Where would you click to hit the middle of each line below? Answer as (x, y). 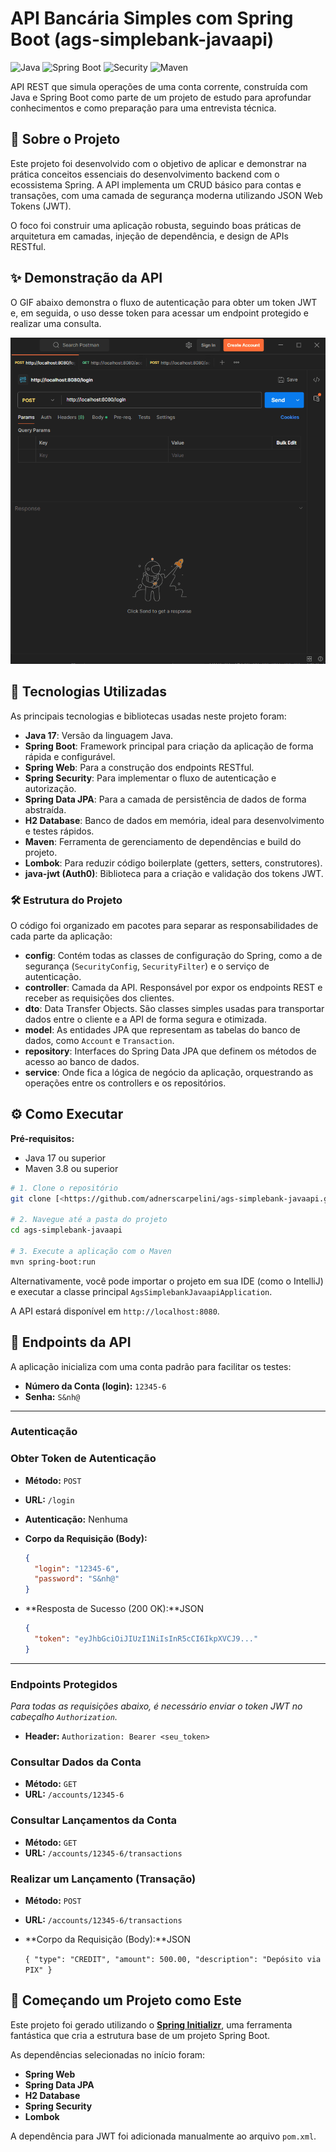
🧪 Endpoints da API (71, 1342)
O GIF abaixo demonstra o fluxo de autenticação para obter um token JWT (164, 302)
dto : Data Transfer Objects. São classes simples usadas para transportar (174, 1008)
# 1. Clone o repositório (64, 1188)
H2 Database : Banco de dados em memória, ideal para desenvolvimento (174, 820)
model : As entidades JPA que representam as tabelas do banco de (162, 1029)
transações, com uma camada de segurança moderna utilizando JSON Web (166, 195)
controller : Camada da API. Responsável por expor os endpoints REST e (173, 987)
